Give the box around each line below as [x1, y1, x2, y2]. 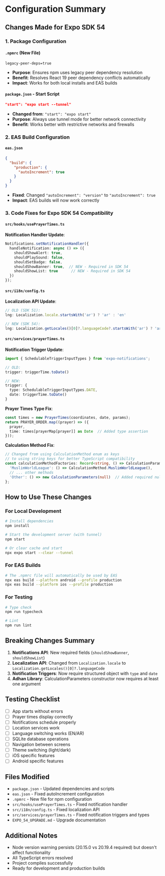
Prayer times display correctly [12, 714, 73, 720]
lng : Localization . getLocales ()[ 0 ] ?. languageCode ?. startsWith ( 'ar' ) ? [5, 326, 153, 331]
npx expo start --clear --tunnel [5, 550, 74, 555]
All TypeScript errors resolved [12, 854, 73, 861]
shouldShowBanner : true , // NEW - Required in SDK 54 [14, 264, 129, 269]
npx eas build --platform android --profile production [5, 578, 122, 583]
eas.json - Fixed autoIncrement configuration [12, 791, 105, 797]
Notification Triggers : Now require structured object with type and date [12, 670, 158, 676]
